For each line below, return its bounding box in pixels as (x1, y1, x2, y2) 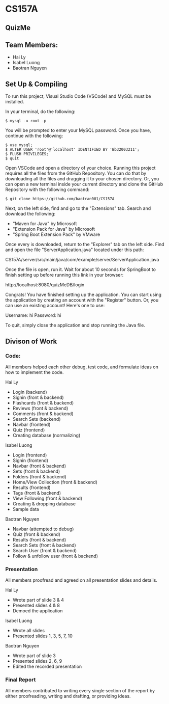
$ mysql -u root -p (5, 118, 47, 124)
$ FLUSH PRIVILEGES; (5, 151, 49, 157)
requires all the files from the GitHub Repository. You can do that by (5, 170, 147, 176)
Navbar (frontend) (12, 421, 51, 427)
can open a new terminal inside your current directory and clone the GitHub (5, 181, 163, 187)
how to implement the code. (5, 369, 64, 375)
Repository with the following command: (5, 186, 90, 193)
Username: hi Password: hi (5, 312, 62, 318)
